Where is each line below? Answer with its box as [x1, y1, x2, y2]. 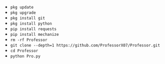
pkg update [10, 5, 34, 10]
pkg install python [10, 21, 52, 26]
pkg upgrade [10, 10, 36, 15]
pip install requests [10, 27, 57, 32]
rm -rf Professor [10, 37, 48, 42]
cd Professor [10, 48, 39, 53]
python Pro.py [10, 54, 41, 59]
